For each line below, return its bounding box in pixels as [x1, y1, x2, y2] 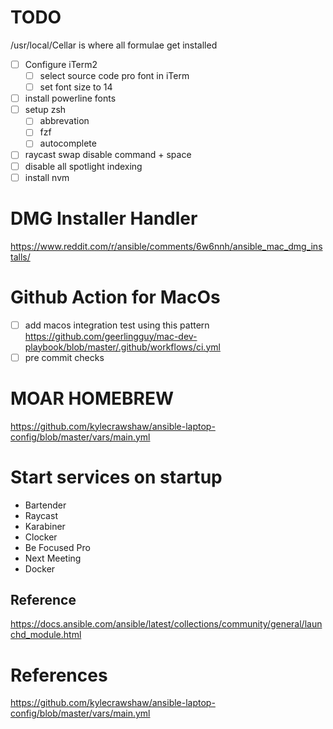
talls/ [10, 251, 31, 263]
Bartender [24, 499, 67, 511]
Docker [24, 562, 56, 575]
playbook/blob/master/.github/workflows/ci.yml [24, 341, 221, 353]
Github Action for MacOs [10, 286, 221, 308]
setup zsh [24, 104, 67, 116]
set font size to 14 [39, 81, 113, 93]
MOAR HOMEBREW [10, 387, 174, 410]
